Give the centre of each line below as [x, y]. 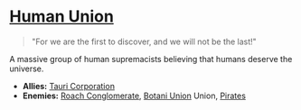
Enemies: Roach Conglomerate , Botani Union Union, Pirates [134, 96]
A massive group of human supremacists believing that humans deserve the [151, 59]
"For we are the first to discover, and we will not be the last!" [144, 41]
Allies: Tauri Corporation [69, 86]
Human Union [62, 17]
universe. [27, 69]
